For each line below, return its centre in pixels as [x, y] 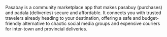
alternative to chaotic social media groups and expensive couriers [91, 23]
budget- [150, 18]
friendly [13, 23]
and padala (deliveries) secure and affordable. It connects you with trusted [83, 13]
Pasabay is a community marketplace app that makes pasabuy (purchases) [84, 7]
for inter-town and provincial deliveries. [46, 29]
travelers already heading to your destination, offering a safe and [73, 18]
